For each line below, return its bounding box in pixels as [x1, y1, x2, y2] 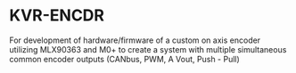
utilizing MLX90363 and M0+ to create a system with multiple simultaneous [9, 44, 287, 54]
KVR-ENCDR [9, 5, 105, 26]
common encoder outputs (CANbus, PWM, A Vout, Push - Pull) [9, 53, 241, 64]
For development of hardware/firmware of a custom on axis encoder [9, 35, 261, 45]
